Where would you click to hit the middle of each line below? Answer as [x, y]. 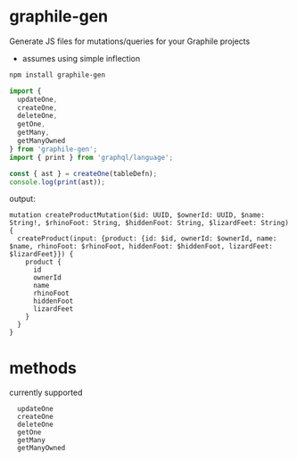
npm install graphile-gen [57, 75]
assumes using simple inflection [81, 58]
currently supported [46, 393]
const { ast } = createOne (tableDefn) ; [83, 173]
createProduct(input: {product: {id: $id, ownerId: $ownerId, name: [147, 239]
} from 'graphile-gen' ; [54, 149]
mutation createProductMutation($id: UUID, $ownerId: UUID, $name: [137, 215]
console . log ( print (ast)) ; [57, 182]
